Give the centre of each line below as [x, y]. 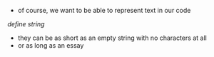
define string [26, 24]
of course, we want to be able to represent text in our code [104, 10]
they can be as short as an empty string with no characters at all [112, 38]
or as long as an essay [51, 45]
